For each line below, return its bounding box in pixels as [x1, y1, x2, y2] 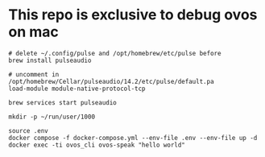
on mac [8, 23, 59, 41]
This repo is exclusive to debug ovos [8, 6, 258, 24]
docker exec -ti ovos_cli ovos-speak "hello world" [8, 141, 185, 149]
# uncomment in [8, 70, 60, 78]
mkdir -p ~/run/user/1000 [8, 113, 95, 121]
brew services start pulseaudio [8, 98, 117, 106]
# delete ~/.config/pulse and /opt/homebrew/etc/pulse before [8, 49, 222, 57]
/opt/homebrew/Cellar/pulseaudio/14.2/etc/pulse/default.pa [8, 77, 215, 85]
